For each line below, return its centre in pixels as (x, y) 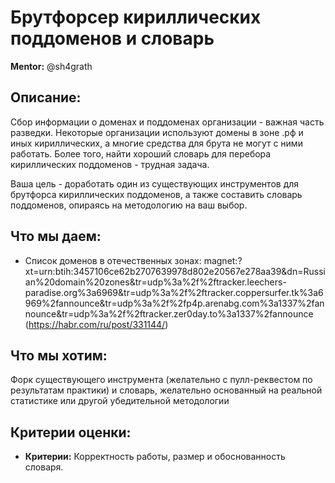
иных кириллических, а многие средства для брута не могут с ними (156, 143)
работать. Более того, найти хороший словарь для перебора (141, 153)
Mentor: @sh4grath (51, 66)
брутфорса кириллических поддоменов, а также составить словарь (156, 194)
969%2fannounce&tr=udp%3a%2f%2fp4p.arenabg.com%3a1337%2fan (174, 303)
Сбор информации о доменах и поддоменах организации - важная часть (167, 122)
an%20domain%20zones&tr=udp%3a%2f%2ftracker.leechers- (155, 282)
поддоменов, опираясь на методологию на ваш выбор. (129, 205)
